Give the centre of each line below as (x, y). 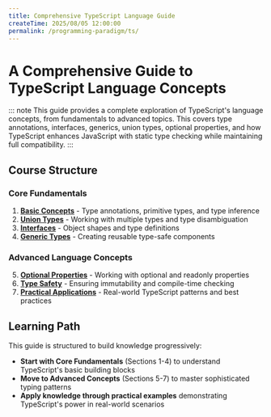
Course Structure (53, 170)
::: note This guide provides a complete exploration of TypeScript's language (136, 111)
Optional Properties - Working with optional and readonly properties (134, 275)
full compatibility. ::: (41, 145)
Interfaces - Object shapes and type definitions (100, 228)
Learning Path (44, 326)
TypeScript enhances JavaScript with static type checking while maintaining (135, 136)
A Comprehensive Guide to (101, 71)
